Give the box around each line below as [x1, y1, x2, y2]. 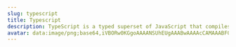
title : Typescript [7, 17, 61, 23]
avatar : [7, 29, 30, 37]
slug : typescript [7, 10, 58, 17]
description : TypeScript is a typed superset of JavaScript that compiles [7, 23, 231, 30]
